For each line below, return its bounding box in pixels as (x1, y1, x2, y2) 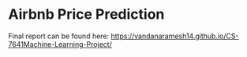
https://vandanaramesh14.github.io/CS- (110, 31, 239, 41)
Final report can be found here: (8, 31, 110, 41)
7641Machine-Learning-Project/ (8, 39, 112, 48)
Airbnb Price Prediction (8, 5, 165, 23)
